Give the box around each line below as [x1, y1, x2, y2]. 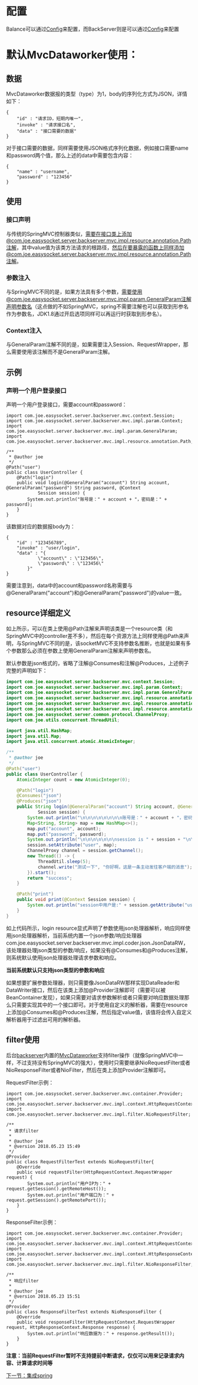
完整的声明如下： [6, 667, 48, 674]
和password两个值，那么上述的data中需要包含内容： [6, 152, 134, 159]
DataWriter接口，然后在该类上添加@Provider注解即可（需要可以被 [6, 986, 166, 993]
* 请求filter [8, 1128, 39, 1134]
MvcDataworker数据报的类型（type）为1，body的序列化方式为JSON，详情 [6, 90, 187, 97]
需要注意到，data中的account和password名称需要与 [6, 581, 133, 589]
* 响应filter [8, 1278, 39, 1284]
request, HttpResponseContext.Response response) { [6, 1324, 136, 1330]
